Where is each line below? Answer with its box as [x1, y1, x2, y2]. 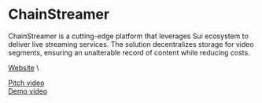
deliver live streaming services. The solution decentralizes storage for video [8, 39, 254, 48]
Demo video [8, 86, 48, 95]
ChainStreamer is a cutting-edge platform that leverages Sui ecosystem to [8, 31, 249, 41]
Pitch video [8, 78, 45, 87]
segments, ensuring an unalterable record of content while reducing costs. [8, 48, 250, 57]
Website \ [8, 62, 39, 72]
